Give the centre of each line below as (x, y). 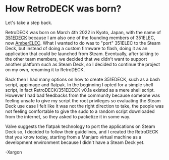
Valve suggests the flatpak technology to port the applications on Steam (80, 126)
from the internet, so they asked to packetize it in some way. (68, 116)
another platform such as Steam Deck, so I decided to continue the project (83, 64)
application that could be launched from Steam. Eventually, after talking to (82, 54)
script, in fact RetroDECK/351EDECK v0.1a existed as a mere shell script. (80, 90)
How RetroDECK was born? (63, 9)
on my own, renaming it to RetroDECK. (45, 69)
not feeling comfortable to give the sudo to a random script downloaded (80, 111)
